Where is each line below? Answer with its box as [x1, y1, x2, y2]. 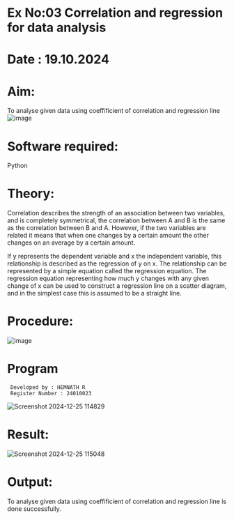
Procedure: [7, 314, 74, 329]
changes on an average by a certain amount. [7, 238, 136, 247]
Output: [7, 474, 53, 490]
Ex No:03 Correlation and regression [7, 5, 224, 21]
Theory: [7, 186, 55, 201]
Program [7, 361, 58, 377]
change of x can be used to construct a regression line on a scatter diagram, [7, 282, 227, 290]
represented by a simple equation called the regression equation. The [7, 267, 207, 275]
